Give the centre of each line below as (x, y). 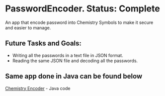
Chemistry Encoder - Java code (38, 88)
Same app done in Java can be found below (74, 76)
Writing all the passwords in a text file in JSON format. (68, 55)
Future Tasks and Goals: (43, 44)
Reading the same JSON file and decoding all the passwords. (75, 61)
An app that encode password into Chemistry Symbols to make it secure (79, 22)
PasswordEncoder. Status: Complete (82, 9)
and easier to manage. (28, 27)
